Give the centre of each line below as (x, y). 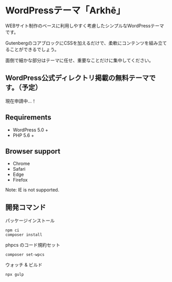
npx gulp (15, 275)
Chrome (21, 164)
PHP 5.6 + (23, 135)
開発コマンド (26, 207)
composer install (24, 235)
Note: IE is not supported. (32, 190)
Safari (19, 169)
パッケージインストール (30, 220)
